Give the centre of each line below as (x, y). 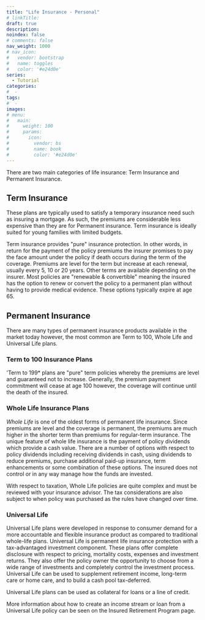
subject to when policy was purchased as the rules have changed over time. (102, 498)
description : (23, 29)
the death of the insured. (38, 392)
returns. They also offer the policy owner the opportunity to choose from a (100, 561)
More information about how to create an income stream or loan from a (96, 604)
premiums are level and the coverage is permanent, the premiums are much (102, 428)
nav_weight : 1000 (28, 47)
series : (16, 75)
